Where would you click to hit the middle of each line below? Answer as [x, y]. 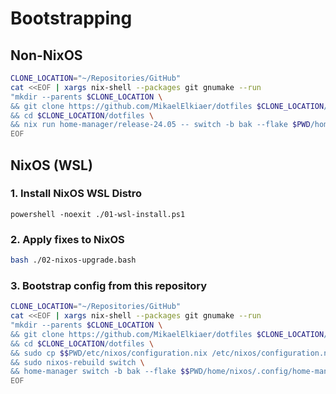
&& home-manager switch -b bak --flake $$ [100, 372]
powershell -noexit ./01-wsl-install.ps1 [98, 214]
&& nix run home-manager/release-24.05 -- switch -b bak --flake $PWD [160, 125]
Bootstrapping [71, 18]
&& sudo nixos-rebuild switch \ [77, 362]
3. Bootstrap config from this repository [109, 285]
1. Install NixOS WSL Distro [76, 194]
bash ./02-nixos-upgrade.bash [73, 260]
